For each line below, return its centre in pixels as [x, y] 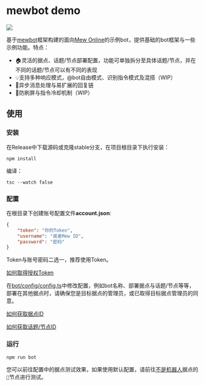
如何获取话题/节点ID [31, 327]
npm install [21, 159]
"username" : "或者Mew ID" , [51, 236]
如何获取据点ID [25, 314]
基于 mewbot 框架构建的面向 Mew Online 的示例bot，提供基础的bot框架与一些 [101, 40]
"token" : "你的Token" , [45, 230]
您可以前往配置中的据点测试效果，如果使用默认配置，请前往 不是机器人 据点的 [102, 369]
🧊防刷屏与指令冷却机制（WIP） [54, 93]
